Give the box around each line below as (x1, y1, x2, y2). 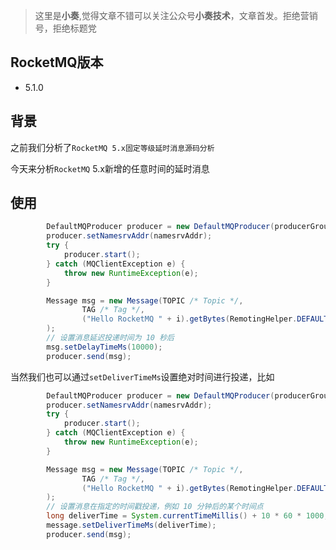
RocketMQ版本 (10, 54, 104, 71)
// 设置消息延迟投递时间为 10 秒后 (46, 333, 175, 343)
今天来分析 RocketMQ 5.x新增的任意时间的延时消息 (10, 162, 210, 174)
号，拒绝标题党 (34, 22, 97, 34)
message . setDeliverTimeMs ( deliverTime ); (46, 520, 217, 531)
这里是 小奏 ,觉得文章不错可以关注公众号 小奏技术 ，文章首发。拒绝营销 (34, 10, 318, 21)
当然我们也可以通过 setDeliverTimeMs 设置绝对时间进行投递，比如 (10, 370, 275, 383)
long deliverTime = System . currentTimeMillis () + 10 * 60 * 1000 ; (46, 511, 329, 521)
